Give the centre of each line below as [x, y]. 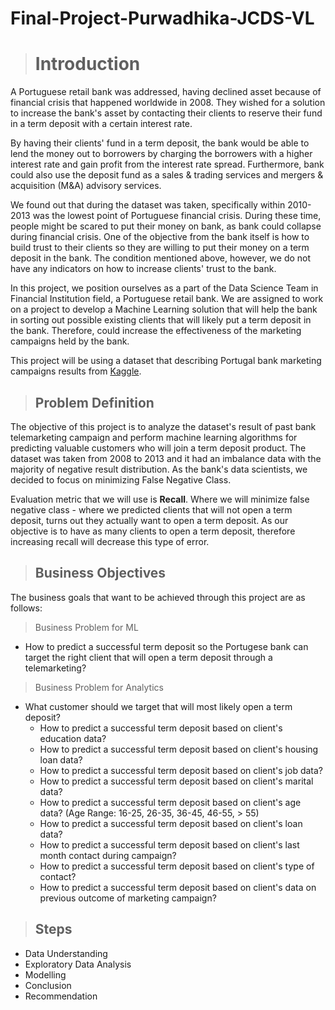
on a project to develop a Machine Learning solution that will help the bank [164, 309]
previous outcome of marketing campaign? [128, 898]
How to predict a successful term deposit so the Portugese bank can [166, 646]
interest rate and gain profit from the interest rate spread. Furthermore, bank [167, 164]
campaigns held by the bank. [70, 341]
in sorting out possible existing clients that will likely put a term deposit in [161, 320]
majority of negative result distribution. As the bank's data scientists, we [159, 469]
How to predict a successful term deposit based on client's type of [177, 866]
